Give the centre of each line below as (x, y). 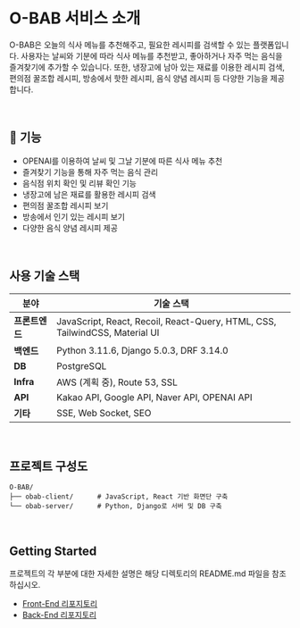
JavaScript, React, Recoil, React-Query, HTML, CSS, (167, 321)
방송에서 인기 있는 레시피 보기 (73, 216)
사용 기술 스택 (45, 276)
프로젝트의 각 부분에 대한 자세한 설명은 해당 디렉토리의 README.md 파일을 (140, 574)
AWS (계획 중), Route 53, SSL (117, 382)
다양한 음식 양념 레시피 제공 (70, 228)
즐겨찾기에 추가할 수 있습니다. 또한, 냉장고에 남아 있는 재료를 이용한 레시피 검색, (147, 67)
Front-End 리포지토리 (60, 604)
